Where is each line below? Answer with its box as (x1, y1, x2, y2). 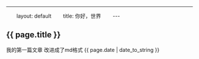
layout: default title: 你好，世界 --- (16, 12, 120, 19)
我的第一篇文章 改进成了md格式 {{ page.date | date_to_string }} (6, 46, 160, 53)
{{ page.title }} (6, 30, 61, 40)
